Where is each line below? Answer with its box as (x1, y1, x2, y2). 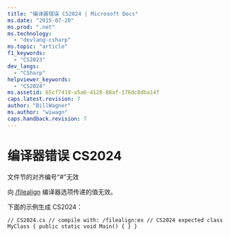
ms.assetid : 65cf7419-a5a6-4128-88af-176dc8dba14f (7, 89, 160, 96)
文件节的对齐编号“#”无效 (7, 172, 79, 181)
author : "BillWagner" (7, 102, 71, 109)
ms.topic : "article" (7, 43, 69, 50)
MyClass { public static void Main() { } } (7, 223, 138, 230)
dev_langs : (7, 63, 40, 70)
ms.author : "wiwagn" (7, 109, 69, 116)
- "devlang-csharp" (13, 37, 71, 44)
